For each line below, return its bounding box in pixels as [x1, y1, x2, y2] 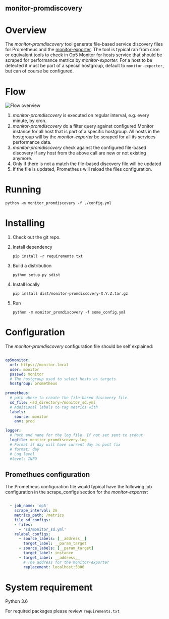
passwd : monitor [10, 372, 44, 377]
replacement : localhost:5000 [23, 564, 85, 569]
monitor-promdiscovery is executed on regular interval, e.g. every [12, 112, 150, 119]
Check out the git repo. [12, 234, 61, 240]
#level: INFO [10, 456, 37, 461]
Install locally [12, 281, 40, 288]
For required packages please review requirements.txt [5, 608, 120, 614]
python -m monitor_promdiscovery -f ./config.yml [5, 201, 112, 206]
